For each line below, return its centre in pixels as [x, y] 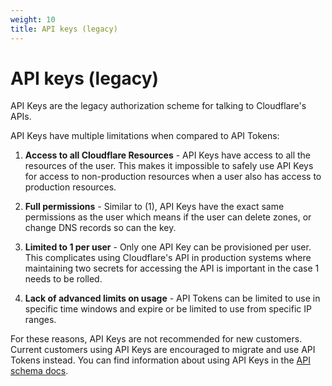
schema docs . [39, 371]
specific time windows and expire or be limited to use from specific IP [168, 309]
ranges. [40, 320]
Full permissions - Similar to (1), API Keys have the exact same [154, 207]
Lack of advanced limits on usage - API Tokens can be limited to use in [172, 298]
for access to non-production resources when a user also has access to [173, 177]
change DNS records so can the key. [100, 228]
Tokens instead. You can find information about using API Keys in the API [160, 360]
